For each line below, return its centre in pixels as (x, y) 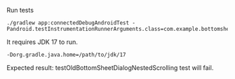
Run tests (20, 10)
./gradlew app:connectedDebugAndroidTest (68, 23)
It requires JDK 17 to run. (42, 42)
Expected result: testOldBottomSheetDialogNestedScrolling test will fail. (110, 68)
